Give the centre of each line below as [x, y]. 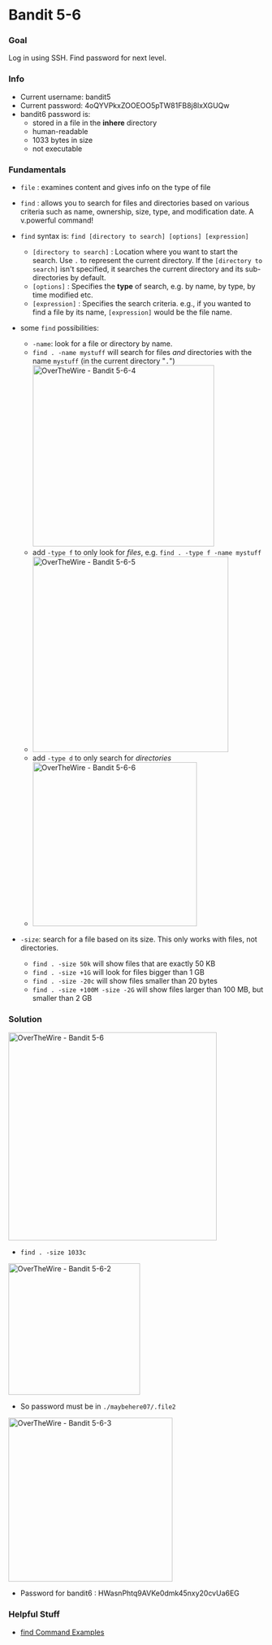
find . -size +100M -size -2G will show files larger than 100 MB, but [148, 989]
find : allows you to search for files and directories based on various [135, 203]
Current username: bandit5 [65, 97]
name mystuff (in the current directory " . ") [104, 361]
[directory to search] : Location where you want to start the [135, 252]
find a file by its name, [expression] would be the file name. [132, 312]
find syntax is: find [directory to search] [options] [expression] [134, 236]
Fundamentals [37, 170]
